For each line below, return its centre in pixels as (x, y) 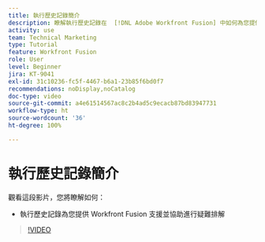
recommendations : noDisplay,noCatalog (72, 89)
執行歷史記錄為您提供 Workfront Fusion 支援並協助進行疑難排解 (122, 214)
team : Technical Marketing (52, 37)
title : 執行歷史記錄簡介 (44, 15)
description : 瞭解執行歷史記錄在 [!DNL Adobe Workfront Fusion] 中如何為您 (129, 23)
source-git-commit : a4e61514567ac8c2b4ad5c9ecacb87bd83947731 (112, 103)
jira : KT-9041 (32, 74)
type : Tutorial (33, 45)
